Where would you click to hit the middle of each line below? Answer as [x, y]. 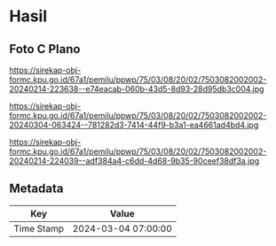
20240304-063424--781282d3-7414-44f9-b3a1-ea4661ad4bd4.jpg [134, 125]
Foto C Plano [45, 49]
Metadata [36, 189]
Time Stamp [39, 228]
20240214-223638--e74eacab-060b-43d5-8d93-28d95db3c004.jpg [137, 89]
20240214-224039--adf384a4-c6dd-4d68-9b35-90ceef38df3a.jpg [134, 161]
